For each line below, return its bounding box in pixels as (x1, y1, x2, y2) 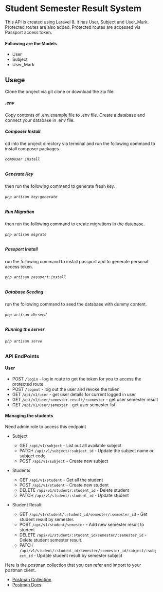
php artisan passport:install (5, 275, 67, 280)
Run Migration (5, 209, 35, 215)
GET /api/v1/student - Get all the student (19, 477, 103, 483)
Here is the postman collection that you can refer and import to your (5, 562, 142, 568)
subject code (19, 453, 46, 459)
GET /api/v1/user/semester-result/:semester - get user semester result (12, 396, 158, 402)
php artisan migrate (5, 232, 47, 237)
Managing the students (5, 413, 54, 419)
